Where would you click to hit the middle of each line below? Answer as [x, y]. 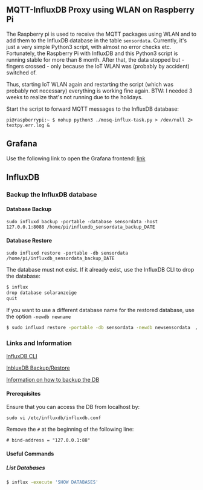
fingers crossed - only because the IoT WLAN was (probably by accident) [98, 66]
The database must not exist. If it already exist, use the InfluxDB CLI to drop [100, 270]
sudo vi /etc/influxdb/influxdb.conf [54, 418]
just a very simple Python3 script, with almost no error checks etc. [89, 47]
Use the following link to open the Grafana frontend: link [76, 158]
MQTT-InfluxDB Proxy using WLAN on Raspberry [101, 10]
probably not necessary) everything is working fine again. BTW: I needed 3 [99, 91]
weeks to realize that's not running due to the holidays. [75, 97]
